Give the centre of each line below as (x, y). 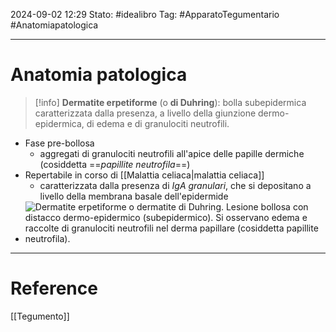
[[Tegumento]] (40, 316)
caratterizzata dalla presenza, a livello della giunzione (145, 113)
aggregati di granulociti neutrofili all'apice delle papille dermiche (172, 153)
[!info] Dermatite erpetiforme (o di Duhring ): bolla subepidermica (170, 102)
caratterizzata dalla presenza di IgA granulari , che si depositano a (175, 185)
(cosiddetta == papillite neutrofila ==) (115, 164)
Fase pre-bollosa (59, 143)
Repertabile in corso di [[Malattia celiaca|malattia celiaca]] (144, 175)
